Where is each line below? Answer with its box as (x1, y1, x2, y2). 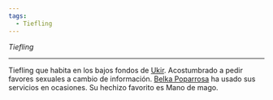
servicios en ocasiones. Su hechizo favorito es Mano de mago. (8, 82, 219, 92)
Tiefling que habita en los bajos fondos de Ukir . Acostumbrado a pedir (8, 65, 244, 75)
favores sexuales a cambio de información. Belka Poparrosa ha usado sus (8, 74, 256, 84)
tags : (8, 11, 27, 20)
